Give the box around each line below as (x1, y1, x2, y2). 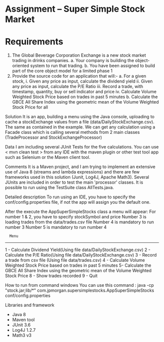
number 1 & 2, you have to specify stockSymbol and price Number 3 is (5, 214, 146, 220)
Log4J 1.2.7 (12, 327, 36, 333)
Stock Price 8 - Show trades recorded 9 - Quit (5, 273, 98, 279)
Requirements (5, 36, 63, 47)
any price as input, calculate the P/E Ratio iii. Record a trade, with (12, 84, 143, 89)
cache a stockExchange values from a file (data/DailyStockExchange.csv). (5, 119, 155, 125)
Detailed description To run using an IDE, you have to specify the (5, 194, 136, 200)
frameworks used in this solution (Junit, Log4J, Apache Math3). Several (5, 174, 149, 180)
